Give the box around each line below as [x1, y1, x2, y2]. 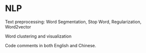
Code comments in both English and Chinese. [5, 42, 96, 48]
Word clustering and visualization [5, 33, 72, 39]
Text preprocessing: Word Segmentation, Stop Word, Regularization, [5, 19, 142, 25]
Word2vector [5, 24, 32, 29]
